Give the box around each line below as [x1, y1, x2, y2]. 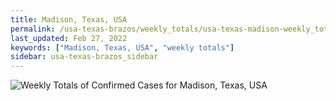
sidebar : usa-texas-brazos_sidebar [10, 52, 159, 62]
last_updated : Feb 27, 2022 [10, 33, 128, 43]
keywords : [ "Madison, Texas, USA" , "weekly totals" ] [10, 42, 235, 53]
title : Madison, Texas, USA [10, 14, 128, 25]
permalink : [10, 24, 56, 34]
